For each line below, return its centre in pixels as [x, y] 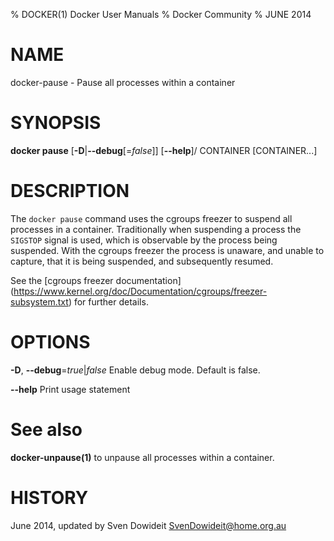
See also [46, 429]
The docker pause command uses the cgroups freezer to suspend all [151, 218]
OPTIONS [50, 342]
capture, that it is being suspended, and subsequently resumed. [142, 261]
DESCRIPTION [70, 191]
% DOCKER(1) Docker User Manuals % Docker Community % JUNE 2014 [161, 14]
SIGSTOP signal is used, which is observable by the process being [144, 240]
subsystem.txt [39, 301]
